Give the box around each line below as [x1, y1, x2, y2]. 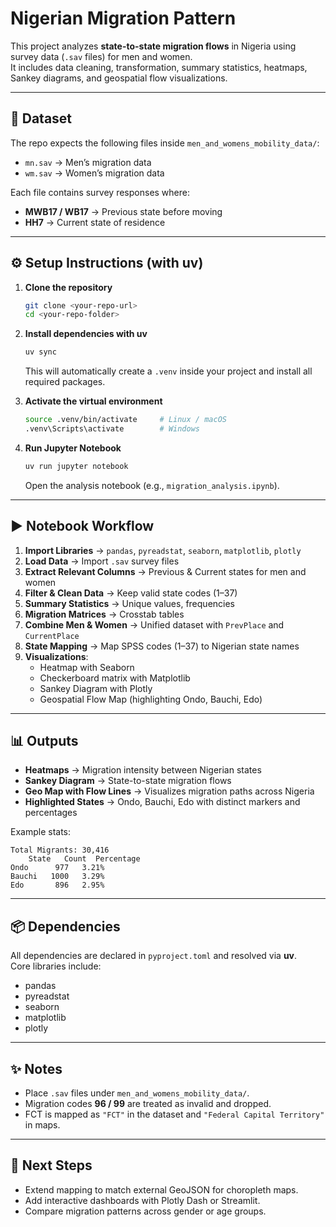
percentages [24, 807, 78, 819]
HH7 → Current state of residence [24, 216, 166, 228]
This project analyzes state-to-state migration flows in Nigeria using [10, 40, 297, 52]
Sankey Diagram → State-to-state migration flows [24, 775, 232, 787]
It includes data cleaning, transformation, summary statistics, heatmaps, [10, 61, 308, 73]
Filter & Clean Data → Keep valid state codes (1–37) [24, 587, 238, 599]
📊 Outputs [10, 733, 79, 750]
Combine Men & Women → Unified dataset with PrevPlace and [24, 618, 285, 631]
